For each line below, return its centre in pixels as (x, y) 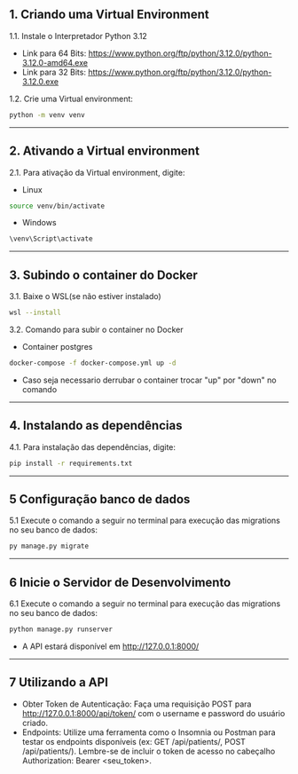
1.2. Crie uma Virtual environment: (71, 99)
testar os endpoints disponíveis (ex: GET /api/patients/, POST (134, 741)
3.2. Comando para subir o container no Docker (96, 329)
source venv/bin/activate (57, 206)
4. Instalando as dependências (96, 426)
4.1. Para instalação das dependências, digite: (92, 446)
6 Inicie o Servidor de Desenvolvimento (120, 582)
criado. (35, 723)
